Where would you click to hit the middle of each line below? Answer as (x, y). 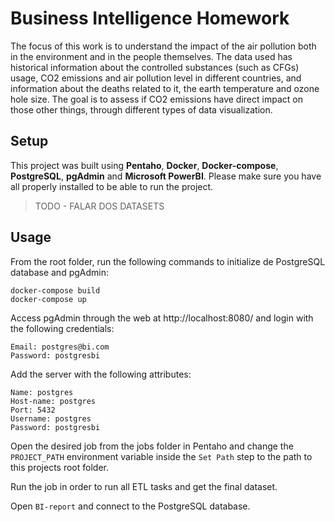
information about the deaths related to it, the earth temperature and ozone (165, 88)
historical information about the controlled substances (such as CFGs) (155, 67)
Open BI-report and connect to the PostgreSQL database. (130, 506)
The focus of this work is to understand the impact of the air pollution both (163, 46)
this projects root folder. (59, 467)
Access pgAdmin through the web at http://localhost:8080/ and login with (162, 318)
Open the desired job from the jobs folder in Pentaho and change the (152, 446)
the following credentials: (62, 328)
